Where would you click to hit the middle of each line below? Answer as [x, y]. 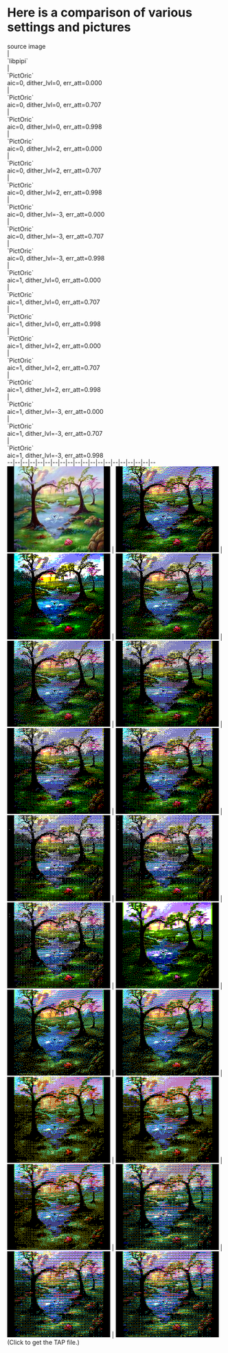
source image [26, 46]
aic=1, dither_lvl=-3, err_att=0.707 [55, 433]
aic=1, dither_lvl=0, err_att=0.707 [54, 302]
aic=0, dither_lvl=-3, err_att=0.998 [56, 258]
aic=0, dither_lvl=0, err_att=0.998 [55, 126]
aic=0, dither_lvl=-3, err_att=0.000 [56, 214]
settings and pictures [69, 27]
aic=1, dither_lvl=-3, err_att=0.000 [56, 411]
